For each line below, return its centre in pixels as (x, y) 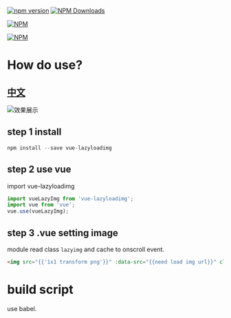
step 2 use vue (39, 170)
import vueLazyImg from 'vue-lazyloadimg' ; (70, 199)
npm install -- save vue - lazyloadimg (59, 148)
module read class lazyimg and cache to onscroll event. (86, 249)
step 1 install (34, 132)
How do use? (45, 65)
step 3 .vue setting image (63, 233)
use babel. (22, 308)
